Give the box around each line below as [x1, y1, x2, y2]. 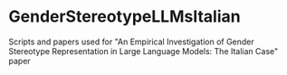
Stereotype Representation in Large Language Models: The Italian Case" [8, 45, 279, 56]
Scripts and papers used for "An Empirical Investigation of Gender [8, 36, 254, 47]
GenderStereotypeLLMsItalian [8, 6, 241, 27]
